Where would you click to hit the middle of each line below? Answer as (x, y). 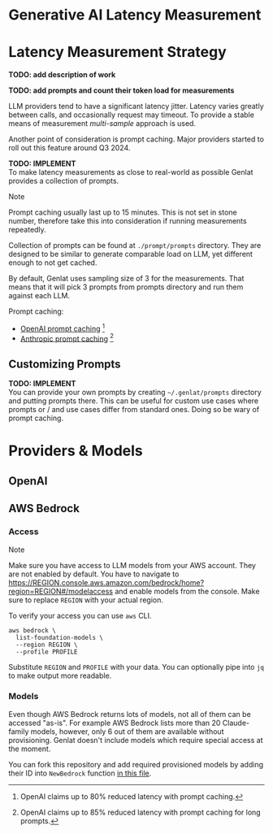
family (19, 731)
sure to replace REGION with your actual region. (86, 600)
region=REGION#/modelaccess (61, 591)
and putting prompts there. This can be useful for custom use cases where (133, 401)
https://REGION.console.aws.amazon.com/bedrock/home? (106, 582)
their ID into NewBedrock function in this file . (80, 773)
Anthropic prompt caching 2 (67, 337)
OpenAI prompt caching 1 (63, 328)
